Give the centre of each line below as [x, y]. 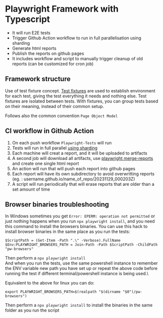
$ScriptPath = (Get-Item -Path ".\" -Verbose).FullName [63, 241]
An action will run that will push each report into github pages [73, 168]
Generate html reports [34, 48]
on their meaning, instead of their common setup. [54, 106]
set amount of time [31, 189]
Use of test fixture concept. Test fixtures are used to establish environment [80, 90]
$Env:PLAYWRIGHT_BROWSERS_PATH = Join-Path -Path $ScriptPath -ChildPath [81, 245]
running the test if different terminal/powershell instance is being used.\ [77, 274]
